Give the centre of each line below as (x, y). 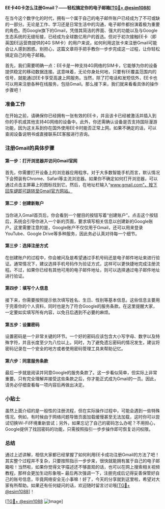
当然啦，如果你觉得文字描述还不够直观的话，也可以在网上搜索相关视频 (89, 467)
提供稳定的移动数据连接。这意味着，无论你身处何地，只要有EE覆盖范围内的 (81, 72)
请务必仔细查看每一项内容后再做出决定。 (46, 385)
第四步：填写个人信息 (27, 288)
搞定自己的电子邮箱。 (27, 55)
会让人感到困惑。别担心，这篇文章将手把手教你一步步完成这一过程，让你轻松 (82, 49)
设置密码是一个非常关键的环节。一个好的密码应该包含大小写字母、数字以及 (80, 336)
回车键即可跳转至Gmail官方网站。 (39, 191)
